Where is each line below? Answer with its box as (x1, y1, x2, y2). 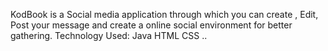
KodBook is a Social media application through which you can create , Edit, (10, 9, 319, 20)
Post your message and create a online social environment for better (10, 19, 293, 31)
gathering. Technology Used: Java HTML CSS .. (10, 30, 208, 41)
